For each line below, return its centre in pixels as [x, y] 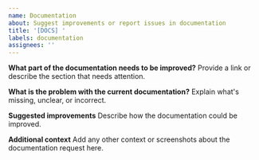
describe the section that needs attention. [77, 76]
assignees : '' [32, 45]
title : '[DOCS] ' [37, 30]
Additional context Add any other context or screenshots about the [119, 139]
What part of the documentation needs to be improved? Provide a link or [129, 68]
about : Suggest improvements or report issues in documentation [117, 23]
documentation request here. [56, 148]
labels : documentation [46, 38]
